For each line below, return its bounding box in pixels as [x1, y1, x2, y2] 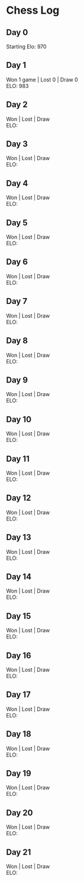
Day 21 [6, 847, 31, 857]
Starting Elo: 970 [6, 43, 47, 50]
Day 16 [6, 650, 31, 660]
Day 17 [6, 689, 31, 700]
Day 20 [6, 807, 34, 818]
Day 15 [6, 611, 31, 621]
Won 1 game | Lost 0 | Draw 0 [6, 76, 78, 83]
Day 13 [6, 532, 31, 543]
